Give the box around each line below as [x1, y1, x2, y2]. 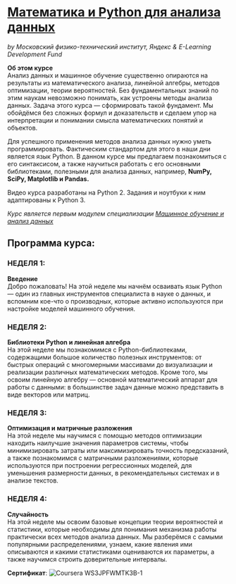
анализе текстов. [7, 476, 58, 485]
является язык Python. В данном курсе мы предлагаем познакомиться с [7, 152, 227, 161]
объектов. [7, 123, 38, 132]
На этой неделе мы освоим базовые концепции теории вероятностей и [7, 517, 223, 526]
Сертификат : [7, 569, 48, 577]
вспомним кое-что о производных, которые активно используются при [7, 297, 223, 305]
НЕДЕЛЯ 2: [7, 322, 47, 332]
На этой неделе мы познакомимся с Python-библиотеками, [7, 345, 187, 354]
